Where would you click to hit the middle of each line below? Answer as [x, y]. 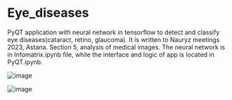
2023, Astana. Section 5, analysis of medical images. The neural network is [116, 47]
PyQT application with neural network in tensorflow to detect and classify [114, 32]
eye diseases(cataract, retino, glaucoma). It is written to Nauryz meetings [114, 39]
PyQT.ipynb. [25, 62]
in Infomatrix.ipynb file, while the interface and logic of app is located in [111, 55]
